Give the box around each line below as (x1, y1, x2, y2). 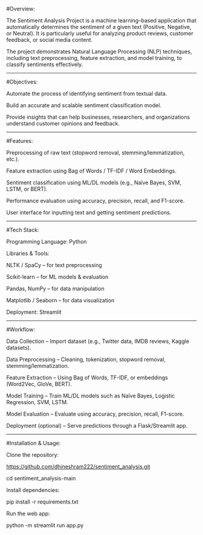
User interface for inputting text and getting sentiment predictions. (6, 209, 172, 216)
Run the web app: (6, 510, 50, 517)
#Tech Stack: (6, 227, 39, 233)
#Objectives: (6, 78, 38, 85)
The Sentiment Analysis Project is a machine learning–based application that (6, 17, 197, 24)
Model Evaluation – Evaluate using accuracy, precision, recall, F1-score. (6, 410, 184, 417)
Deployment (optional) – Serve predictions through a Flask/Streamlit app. (6, 422, 188, 429)
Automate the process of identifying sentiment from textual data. (6, 90, 167, 97)
